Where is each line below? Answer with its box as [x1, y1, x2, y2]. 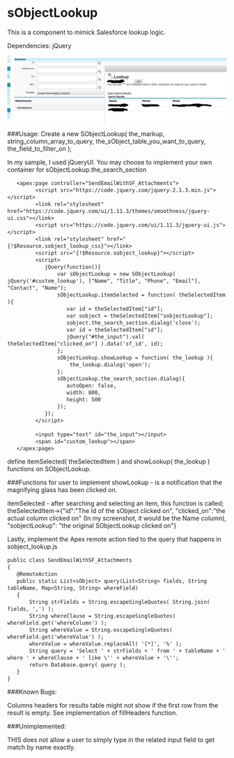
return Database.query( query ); [29, 661, 127, 668]
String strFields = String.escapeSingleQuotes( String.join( [29, 598, 210, 605]
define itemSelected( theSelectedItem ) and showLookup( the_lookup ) [7, 457, 210, 466]
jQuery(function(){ [44, 263, 101, 270]
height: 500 [66, 396, 101, 403]
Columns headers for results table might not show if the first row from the [7, 701, 219, 709]
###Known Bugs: [7, 688, 57, 696]
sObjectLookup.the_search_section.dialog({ [56, 375, 186, 382]
